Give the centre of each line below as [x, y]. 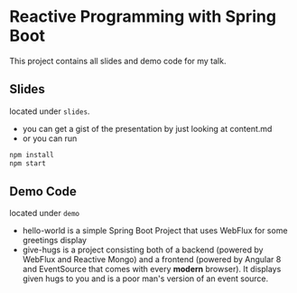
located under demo [45, 213]
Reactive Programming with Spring [143, 17]
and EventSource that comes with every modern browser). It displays [152, 269]
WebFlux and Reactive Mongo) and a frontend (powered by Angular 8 [152, 260]
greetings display [55, 241]
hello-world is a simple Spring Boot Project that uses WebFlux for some [155, 231]
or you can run [50, 138]
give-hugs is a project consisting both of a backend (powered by [143, 250]
